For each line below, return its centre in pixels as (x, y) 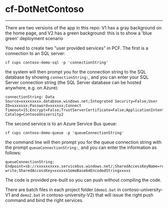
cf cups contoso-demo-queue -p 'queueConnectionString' (64, 133)
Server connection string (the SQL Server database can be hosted (73, 82)
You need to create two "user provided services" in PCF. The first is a (77, 48)
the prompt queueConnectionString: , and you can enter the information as (81, 147)
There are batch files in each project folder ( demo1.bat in (63, 189)
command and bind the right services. (44, 200)
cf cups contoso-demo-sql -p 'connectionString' (57, 62)
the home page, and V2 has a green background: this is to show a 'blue (79, 33)
